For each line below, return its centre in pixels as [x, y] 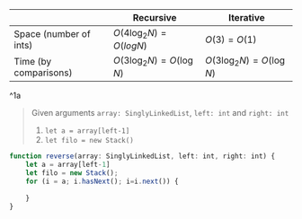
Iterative [246, 18]
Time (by [33, 61]
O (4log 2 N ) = [140, 34]
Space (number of [53, 33]
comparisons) [43, 73]
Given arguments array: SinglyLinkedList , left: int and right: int [160, 113]
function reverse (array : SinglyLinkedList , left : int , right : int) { [142, 156]
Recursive [155, 18]
